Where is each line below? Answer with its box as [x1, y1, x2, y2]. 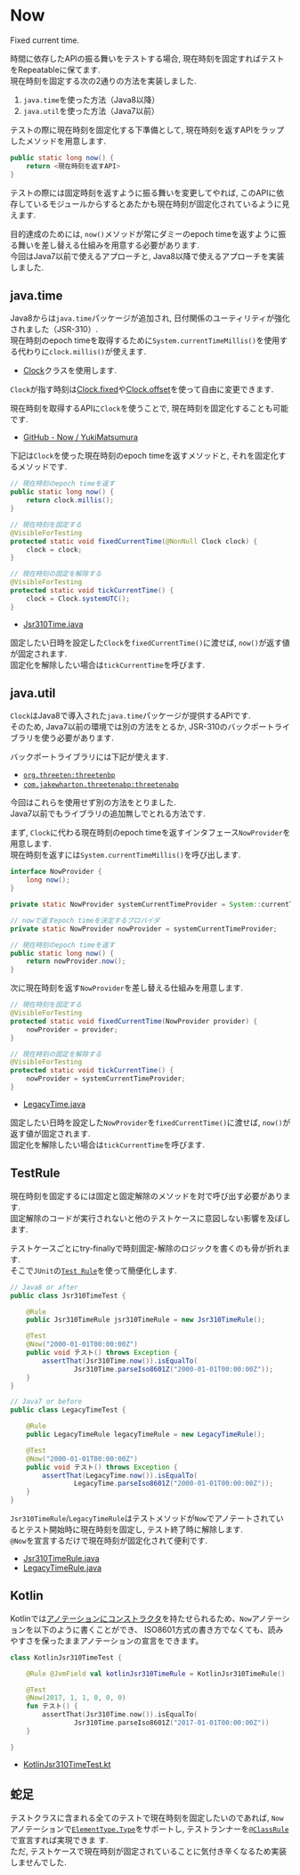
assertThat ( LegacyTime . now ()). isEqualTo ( [42, 1471, 199, 1480]
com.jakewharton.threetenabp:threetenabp [22, 780, 179, 789]
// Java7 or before [10, 1398, 83, 1406]
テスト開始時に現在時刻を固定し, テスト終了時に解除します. [25, 1524, 244, 1535]
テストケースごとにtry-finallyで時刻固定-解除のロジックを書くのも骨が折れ [10, 1243, 283, 1253]
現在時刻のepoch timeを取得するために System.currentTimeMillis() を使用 [10, 335, 280, 346]
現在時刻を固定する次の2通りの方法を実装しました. [10, 75, 197, 86]
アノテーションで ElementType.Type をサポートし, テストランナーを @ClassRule [10, 1823, 289, 1834]
